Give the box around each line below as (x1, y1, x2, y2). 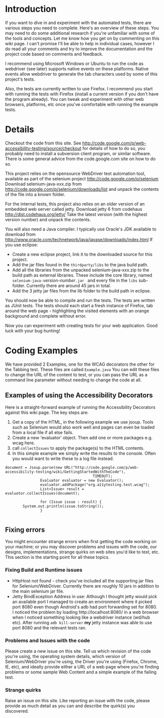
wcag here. (12, 440, 35, 446)
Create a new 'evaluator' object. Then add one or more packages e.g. (12, 434, 153, 440)
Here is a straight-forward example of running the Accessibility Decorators (5, 404, 156, 410)
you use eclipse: (5, 242, 38, 248)
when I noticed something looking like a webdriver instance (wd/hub (12, 614, 150, 620)
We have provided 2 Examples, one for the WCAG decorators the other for (5, 361, 155, 367)
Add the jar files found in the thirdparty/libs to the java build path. (12, 261, 148, 267)
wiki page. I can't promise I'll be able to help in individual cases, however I (5, 40, 155, 46)
